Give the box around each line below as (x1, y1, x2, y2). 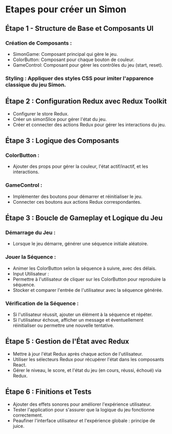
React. (12, 362, 27, 368)
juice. (12, 423, 25, 429)
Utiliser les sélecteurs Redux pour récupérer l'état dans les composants (12, 356, 164, 362)
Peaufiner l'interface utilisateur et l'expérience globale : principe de (12, 417, 156, 424)
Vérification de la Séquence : (5, 300, 79, 307)
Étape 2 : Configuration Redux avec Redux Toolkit (5, 97, 167, 106)
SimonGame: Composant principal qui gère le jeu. (12, 51, 118, 57)
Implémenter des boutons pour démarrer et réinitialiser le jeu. (12, 193, 143, 200)
